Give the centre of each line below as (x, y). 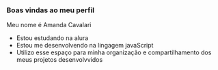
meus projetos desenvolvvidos (59, 60)
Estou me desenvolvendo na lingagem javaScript (85, 46)
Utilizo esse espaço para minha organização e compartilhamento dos (114, 52)
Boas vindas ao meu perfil (51, 10)
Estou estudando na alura (52, 38)
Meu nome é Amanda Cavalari (49, 25)
